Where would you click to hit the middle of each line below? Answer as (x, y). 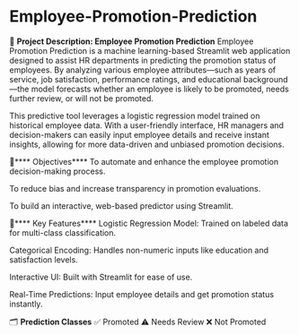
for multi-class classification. (63, 232)
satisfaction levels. (44, 259)
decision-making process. (57, 171)
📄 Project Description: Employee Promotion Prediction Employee (132, 41)
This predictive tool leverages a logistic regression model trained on (135, 116)
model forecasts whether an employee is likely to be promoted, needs (160, 89)
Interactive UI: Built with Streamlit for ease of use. (101, 277)
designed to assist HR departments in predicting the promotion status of (143, 60)
